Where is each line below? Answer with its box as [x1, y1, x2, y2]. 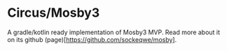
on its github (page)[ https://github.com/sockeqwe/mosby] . [7, 35, 177, 43]
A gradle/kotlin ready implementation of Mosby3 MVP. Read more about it [7, 28, 221, 36]
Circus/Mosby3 [7, 5, 100, 21]
